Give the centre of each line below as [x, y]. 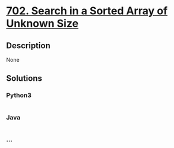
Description [28, 45]
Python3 [19, 95]
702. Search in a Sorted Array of [87, 11]
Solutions [24, 78]
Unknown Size [42, 23]
